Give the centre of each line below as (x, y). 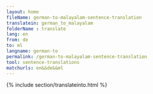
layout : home (23, 12)
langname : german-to (32, 51)
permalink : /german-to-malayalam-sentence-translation (77, 57)
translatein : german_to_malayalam (50, 23)
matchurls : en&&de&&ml (35, 68)
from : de (17, 40)
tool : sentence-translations (43, 62)
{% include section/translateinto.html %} (57, 85)
